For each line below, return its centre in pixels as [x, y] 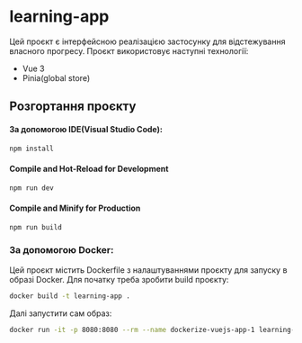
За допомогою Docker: [62, 250]
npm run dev [31, 188]
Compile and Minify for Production [75, 208]
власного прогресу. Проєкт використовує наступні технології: [129, 50]
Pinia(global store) [56, 77]
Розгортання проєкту [73, 107]
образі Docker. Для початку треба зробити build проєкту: [119, 279]
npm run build [36, 227]
